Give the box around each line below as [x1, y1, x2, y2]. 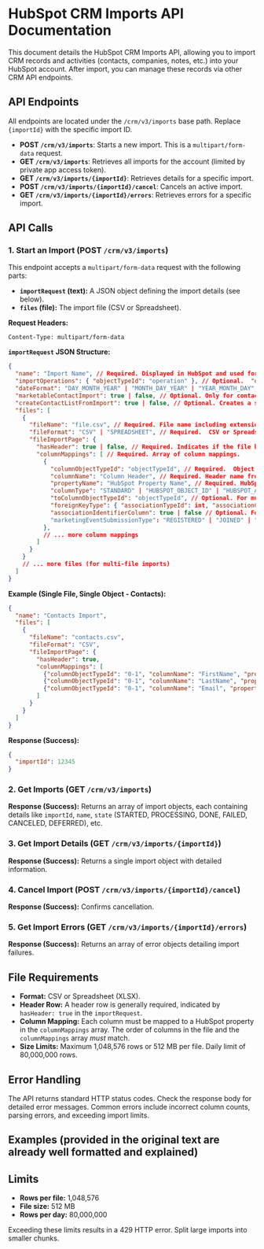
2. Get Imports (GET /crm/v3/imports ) [8, 784, 152, 795]
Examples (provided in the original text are [8, 1133, 220, 1147]
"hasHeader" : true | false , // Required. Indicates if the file [36, 443, 251, 451]
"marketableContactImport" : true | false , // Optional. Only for [15, 391, 234, 400]
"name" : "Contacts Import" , [15, 612, 108, 619]
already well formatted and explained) [8, 1146, 199, 1159]
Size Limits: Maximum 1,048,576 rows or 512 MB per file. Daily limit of [19, 1042, 246, 1051]
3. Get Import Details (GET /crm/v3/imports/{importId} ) [8, 838, 222, 849]
